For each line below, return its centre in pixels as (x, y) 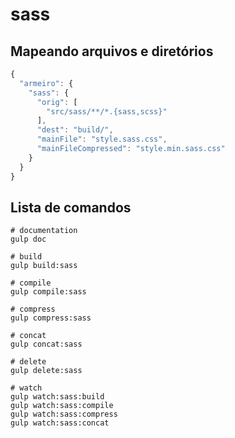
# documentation (44, 231)
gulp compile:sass (48, 292)
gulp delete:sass (46, 371)
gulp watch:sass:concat (60, 423)
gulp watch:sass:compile (62, 406)
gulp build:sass (44, 266)
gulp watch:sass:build (57, 397)
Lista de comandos (71, 207)
